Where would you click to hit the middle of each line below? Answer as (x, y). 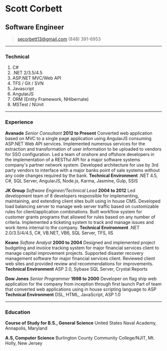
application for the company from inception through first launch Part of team (83, 284)
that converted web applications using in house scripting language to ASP (81, 289)
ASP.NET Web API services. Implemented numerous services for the (75, 144)
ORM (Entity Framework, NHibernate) (50, 99)
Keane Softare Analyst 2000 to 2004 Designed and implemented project (80, 242)
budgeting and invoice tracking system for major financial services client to (82, 248)
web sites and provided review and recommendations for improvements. (79, 263)
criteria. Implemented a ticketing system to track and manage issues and (80, 222)
